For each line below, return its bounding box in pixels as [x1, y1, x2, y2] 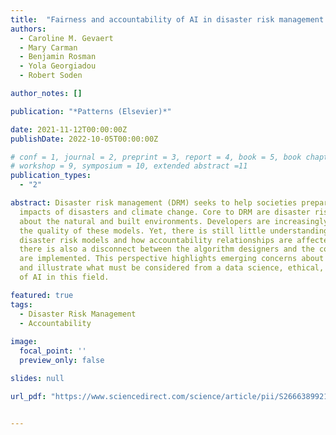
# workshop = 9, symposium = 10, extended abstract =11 [10, 161, 248, 171]
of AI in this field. [19, 272, 110, 282]
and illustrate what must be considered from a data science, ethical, [19, 263, 325, 273]
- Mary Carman [19, 42, 78, 53]
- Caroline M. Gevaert [19, 33, 114, 43]
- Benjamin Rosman [19, 52, 97, 62]
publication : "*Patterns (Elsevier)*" [10, 106, 172, 116]
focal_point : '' [19, 346, 87, 356]
